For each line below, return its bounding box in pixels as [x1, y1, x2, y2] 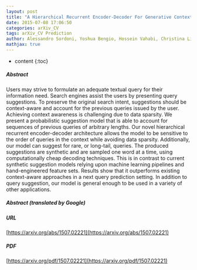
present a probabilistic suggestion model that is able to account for [6, 117, 168, 124]
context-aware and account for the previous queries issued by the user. [6, 104, 179, 112]
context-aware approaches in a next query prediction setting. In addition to [6, 173, 188, 180]
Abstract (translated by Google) [6, 199, 86, 206]
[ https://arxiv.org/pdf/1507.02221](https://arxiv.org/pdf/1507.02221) [6, 257, 168, 265]
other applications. [6, 186, 52, 193]
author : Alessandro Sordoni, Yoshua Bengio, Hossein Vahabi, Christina [6, 36, 185, 42]
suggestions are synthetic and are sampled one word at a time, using [6, 148, 173, 155]
